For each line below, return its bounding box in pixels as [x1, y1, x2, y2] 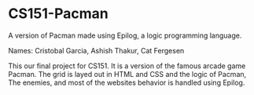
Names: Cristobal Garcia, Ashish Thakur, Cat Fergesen [8, 46, 185, 55]
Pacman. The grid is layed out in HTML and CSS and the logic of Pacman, [8, 69, 247, 79]
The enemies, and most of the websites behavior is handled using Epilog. [8, 78, 245, 87]
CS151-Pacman [8, 5, 109, 23]
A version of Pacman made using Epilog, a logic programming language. [8, 31, 242, 40]
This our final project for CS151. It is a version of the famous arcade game [8, 60, 246, 71]
